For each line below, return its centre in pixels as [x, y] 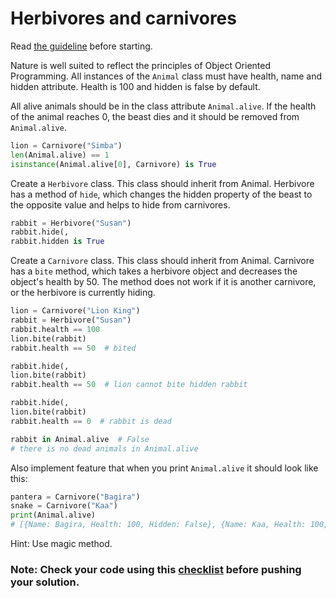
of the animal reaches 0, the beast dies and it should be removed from [155, 116]
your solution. [45, 582]
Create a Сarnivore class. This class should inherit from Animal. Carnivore [162, 261]
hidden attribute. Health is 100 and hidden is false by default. [135, 86]
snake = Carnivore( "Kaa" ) [64, 506]
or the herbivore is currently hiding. [83, 293]
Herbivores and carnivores [123, 18]
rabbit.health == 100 [55, 329]
